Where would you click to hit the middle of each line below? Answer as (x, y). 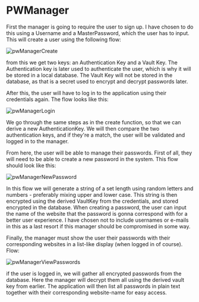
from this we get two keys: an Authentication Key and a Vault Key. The (92, 62)
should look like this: (31, 165)
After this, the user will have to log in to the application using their (86, 93)
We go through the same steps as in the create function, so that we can (94, 122)
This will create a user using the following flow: (64, 39)
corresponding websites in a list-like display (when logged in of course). (94, 244)
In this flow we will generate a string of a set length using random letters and (100, 188)
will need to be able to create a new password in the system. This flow (92, 159)
